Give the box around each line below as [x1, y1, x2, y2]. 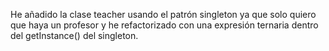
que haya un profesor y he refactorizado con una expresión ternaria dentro [10, 19, 319, 31]
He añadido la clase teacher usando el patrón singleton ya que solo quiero [10, 9, 317, 20]
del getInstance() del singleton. [10, 30, 139, 41]
